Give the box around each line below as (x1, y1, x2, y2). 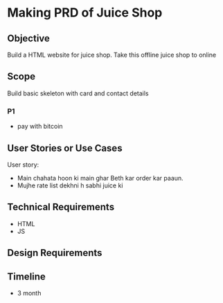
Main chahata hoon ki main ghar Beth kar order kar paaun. (17, 174, 184, 182)
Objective (7, 33, 51, 44)
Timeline (7, 270, 46, 282)
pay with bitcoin (17, 122, 64, 131)
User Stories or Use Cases (7, 142, 123, 154)
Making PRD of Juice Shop (7, 5, 163, 21)
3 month (17, 288, 42, 297)
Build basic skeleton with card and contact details (7, 89, 149, 98)
